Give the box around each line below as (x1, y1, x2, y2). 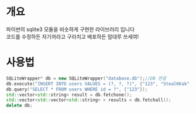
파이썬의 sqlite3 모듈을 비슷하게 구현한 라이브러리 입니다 (6, 26, 135, 33)
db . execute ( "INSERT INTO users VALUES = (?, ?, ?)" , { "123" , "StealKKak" (6, 81, 190, 87)
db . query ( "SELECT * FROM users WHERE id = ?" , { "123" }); (6, 86, 148, 92)
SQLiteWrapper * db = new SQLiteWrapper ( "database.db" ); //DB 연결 (6, 75, 167, 81)
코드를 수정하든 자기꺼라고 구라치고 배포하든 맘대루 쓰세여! (6, 33, 139, 40)
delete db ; (6, 103, 33, 109)
